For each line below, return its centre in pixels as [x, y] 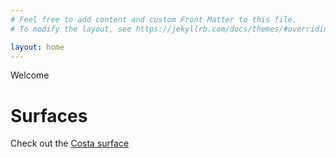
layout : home [37, 47]
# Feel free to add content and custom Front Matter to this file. [154, 19]
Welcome [30, 75]
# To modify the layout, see [71, 29]
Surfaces [49, 115]
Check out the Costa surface [70, 143]
